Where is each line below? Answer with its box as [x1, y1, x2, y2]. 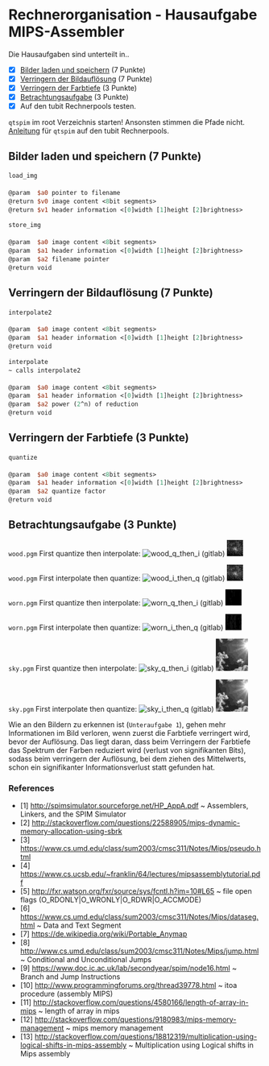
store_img [8, 221, 42, 229]
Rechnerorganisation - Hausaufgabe [8, 6, 258, 24]
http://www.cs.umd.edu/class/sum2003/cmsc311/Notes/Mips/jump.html [19, 946, 259, 956]
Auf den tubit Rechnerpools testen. [19, 101, 137, 111]
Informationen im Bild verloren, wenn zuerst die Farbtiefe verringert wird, [8, 728, 251, 738]
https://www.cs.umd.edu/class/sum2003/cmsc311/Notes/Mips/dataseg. [19, 912, 259, 922]
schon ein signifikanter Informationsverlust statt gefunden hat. [8, 762, 216, 772]
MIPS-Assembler [8, 23, 125, 41]
